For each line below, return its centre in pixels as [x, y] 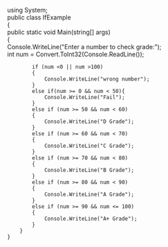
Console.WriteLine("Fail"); [85, 97]
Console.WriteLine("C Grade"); [89, 146]
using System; [28, 10]
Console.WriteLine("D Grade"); [89, 121]
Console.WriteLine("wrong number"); [97, 79]
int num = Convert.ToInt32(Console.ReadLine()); [76, 54]
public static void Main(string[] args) [59, 32]
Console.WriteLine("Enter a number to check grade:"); [84, 47]
